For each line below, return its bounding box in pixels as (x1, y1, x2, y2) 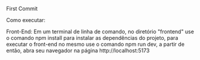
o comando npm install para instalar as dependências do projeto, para (6, 34, 179, 41)
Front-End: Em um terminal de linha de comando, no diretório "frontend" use (6, 28, 194, 35)
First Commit (6, 5, 38, 12)
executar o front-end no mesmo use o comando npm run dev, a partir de (6, 41, 185, 48)
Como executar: (6, 17, 46, 23)
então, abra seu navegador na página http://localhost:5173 (6, 47, 150, 54)
